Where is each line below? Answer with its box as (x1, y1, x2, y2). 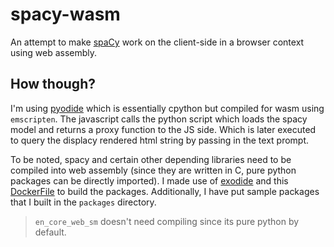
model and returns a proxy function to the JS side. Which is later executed (10, 123, 317, 135)
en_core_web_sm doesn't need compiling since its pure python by (34, 215, 300, 227)
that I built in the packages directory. (10, 196, 157, 208)
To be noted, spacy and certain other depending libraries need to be (10, 153, 292, 165)
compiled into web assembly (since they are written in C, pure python (10, 164, 297, 176)
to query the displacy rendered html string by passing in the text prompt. (10, 134, 310, 146)
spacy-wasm (10, 3, 121, 26)
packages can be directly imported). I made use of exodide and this (10, 174, 289, 187)
